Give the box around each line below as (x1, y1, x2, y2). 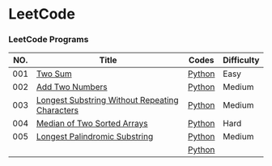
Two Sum (36, 68, 72, 79)
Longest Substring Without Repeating (36, 95, 180, 106)
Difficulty (222, 54, 260, 66)
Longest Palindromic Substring (36, 131, 154, 143)
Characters (36, 104, 79, 116)
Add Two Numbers (36, 82, 108, 93)
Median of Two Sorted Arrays (36, 118, 148, 130)
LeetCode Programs (8, 34, 89, 45)
